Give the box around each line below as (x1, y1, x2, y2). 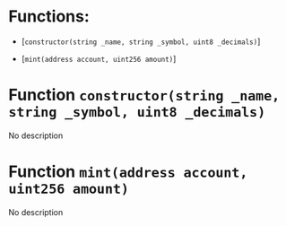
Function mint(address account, (8, 161, 248, 182)
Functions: (8, 6, 91, 27)
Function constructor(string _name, (8, 85, 281, 105)
